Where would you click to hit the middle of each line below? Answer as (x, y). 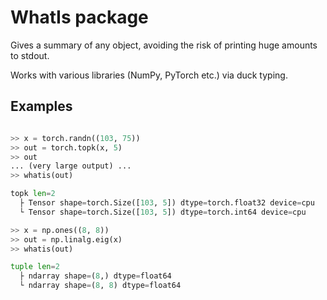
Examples (41, 106)
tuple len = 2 (35, 267)
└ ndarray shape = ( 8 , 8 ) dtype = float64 (100, 286)
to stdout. (30, 55)
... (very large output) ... (71, 166)
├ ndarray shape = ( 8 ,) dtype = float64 (95, 276)
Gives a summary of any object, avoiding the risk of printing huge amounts (164, 45)
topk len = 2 (33, 194)
